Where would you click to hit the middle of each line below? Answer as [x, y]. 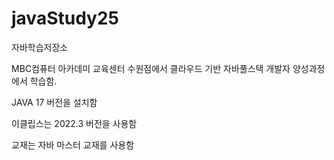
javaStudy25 [65, 18]
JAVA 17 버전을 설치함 [54, 102]
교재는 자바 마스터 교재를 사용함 [73, 144]
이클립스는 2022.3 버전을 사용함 [74, 123]
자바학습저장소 [40, 47]
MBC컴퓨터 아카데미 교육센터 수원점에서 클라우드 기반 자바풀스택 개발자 [151, 68]
